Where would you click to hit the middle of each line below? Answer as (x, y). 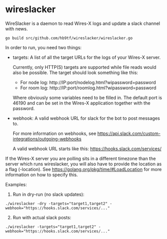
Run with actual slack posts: (42, 217)
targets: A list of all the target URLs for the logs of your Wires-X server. (87, 57)
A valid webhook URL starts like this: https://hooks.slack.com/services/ (87, 149)
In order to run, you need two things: (44, 47)
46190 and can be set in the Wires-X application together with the (81, 103)
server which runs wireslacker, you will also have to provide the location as (83, 164)
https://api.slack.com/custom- (129, 133)
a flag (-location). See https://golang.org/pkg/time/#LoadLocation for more (83, 169)
